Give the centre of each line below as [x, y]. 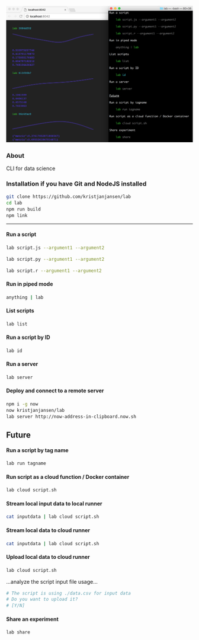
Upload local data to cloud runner [48, 557]
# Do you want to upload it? [42, 599]
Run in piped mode [30, 284]
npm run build [24, 209]
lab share [18, 632]
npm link [17, 215]
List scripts [20, 311]
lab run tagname [26, 463]
